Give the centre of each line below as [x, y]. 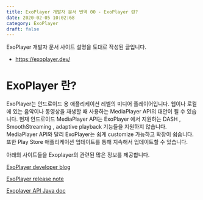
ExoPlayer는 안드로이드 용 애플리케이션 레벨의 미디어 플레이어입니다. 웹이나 [96, 104]
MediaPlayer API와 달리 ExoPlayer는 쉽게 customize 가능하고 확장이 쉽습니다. [100, 134]
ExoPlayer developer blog [38, 167]
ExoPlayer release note [35, 179]
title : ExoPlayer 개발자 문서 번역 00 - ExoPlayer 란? [72, 12]
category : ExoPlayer [33, 23]
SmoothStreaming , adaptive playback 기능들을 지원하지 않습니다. [87, 127]
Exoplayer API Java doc [36, 191]
